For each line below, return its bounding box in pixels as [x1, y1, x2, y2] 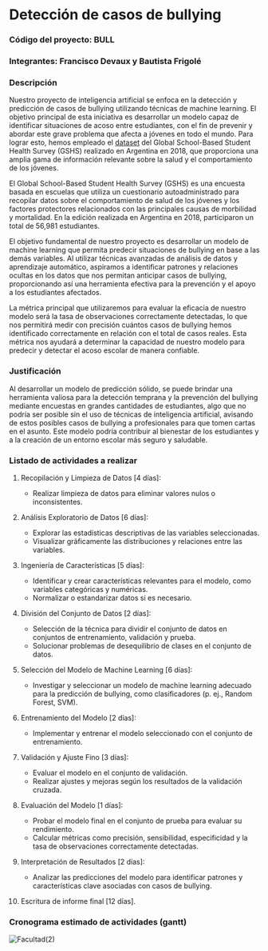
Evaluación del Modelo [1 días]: [20, 800, 124, 809]
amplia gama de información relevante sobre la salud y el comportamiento [9, 154, 253, 165]
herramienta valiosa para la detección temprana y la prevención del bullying [9, 392, 258, 402]
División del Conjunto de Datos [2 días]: [20, 608, 152, 617]
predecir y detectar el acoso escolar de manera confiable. [9, 346, 200, 355]
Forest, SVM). [32, 697, 78, 707]
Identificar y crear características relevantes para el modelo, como [32, 576, 252, 585]
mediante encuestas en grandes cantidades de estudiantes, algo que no [9, 401, 246, 410]
